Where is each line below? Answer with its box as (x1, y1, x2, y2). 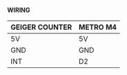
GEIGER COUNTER (10, 22, 72, 32)
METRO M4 (78, 22, 117, 32)
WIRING (7, 6, 30, 14)
